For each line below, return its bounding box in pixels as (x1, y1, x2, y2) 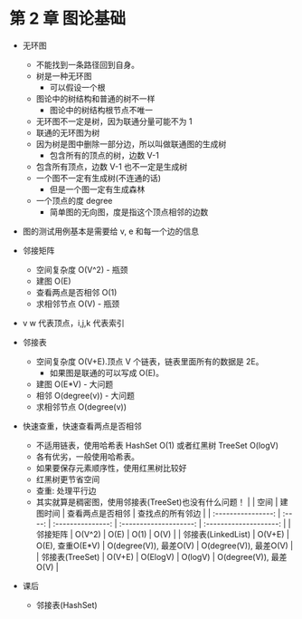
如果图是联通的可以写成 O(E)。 (49, 367, 165, 378)
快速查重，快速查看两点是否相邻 (22, 421, 142, 431)
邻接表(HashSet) (35, 599, 98, 610)
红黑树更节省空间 (35, 473, 100, 485)
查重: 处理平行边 (35, 485, 97, 496)
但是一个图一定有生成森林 (49, 183, 146, 195)
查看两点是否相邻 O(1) (35, 286, 118, 297)
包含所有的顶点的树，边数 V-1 (49, 150, 160, 160)
